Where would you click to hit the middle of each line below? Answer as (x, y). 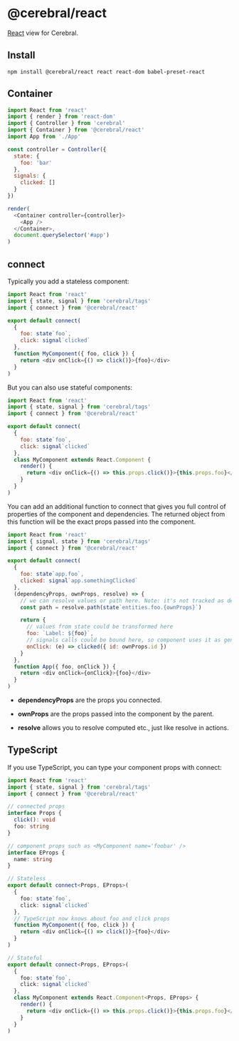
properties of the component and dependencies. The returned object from (116, 514)
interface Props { (34, 813)
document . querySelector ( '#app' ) (62, 235)
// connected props (36, 807)
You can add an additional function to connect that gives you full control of (117, 506)
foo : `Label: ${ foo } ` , (60, 634)
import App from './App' (44, 137)
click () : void (34, 820)
